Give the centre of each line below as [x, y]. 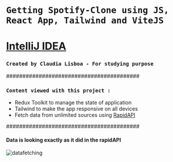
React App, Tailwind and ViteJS [85, 21]
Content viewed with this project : [58, 90]
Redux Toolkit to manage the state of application [73, 102]
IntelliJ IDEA [36, 46]
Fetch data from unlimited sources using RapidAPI [75, 115]
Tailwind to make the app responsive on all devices [76, 109]
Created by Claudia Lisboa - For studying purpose [80, 64]
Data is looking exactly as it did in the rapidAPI [64, 140]
